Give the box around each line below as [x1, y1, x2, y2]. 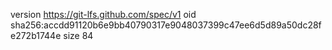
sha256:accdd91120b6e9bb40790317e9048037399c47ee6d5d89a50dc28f [10, 19, 322, 31]
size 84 [63, 30, 94, 41]
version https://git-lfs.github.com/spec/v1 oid [10, 9, 197, 20]
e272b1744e [10, 30, 62, 41]
